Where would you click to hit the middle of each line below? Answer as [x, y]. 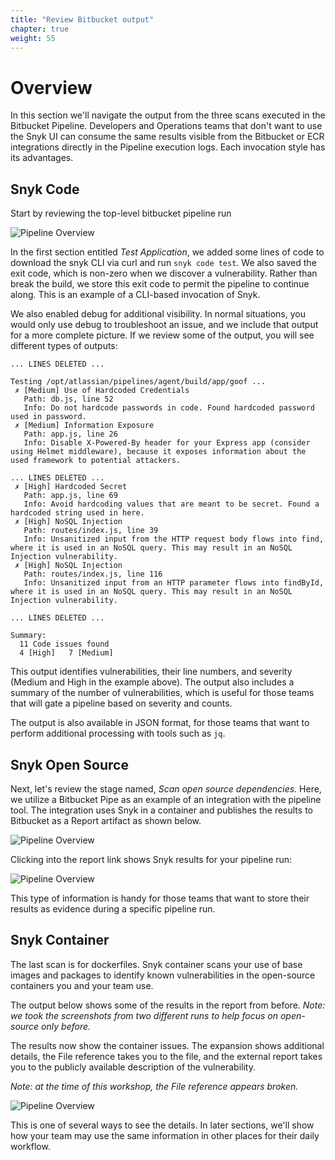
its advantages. [42, 158]
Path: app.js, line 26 [70, 434]
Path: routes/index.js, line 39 [91, 531]
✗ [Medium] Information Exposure [84, 426]
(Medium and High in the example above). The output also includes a [152, 682]
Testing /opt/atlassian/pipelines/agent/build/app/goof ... [138, 382]
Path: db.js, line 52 [68, 399]
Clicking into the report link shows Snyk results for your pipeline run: [151, 859]
